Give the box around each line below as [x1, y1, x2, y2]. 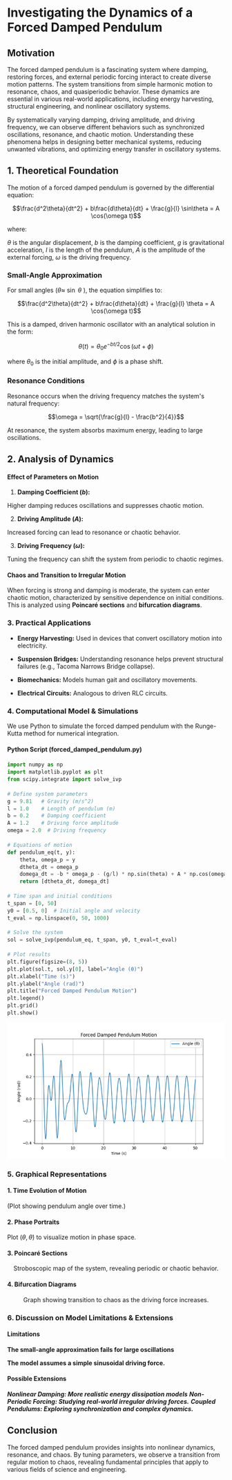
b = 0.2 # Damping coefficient [7, 812, 107, 819]
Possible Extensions [7, 1375, 67, 1383]
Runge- [195, 722, 217, 731]
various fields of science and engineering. [7, 1465, 127, 1473]
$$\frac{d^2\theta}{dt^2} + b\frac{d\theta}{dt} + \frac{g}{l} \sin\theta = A [12, 204, 220, 212]
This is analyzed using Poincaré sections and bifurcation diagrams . [7, 601, 202, 610]
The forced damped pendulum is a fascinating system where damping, [7, 66, 209, 73]
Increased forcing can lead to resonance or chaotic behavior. [7, 528, 181, 537]
